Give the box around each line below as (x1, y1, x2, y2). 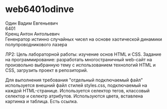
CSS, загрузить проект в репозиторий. (5, 67, 88, 73)
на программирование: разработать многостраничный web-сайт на (5, 56, 152, 62)
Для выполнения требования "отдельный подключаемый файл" (5, 77, 143, 83)
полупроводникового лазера (5, 41, 67, 47)
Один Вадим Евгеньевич (5, 20, 58, 26)
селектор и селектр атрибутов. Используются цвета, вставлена (5, 93, 143, 99)
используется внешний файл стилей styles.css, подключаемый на (5, 82, 147, 88)
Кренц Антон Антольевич (5, 31, 60, 37)
